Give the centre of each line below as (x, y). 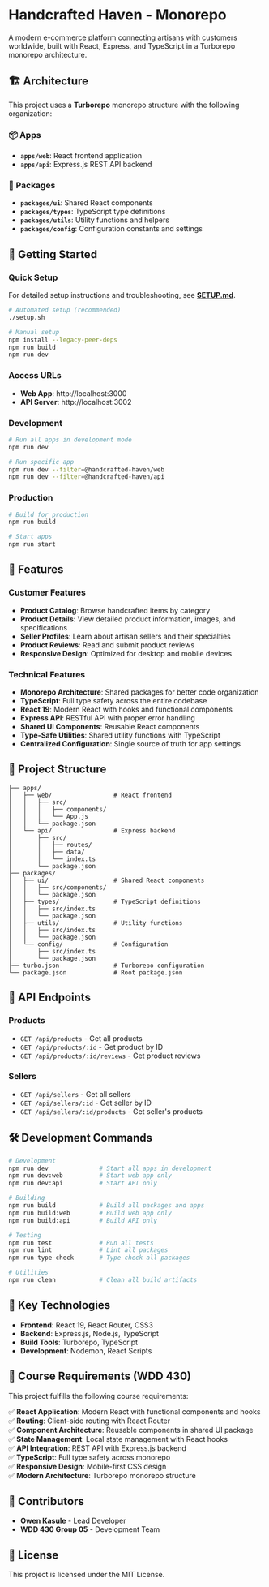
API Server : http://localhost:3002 (76, 402)
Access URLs (35, 376)
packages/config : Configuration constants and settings (111, 229)
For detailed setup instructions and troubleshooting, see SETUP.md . (122, 295)
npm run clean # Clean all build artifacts (103, 1280)
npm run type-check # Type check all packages (99, 1258)
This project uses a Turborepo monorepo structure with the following (124, 105)
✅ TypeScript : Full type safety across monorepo (90, 1457)
